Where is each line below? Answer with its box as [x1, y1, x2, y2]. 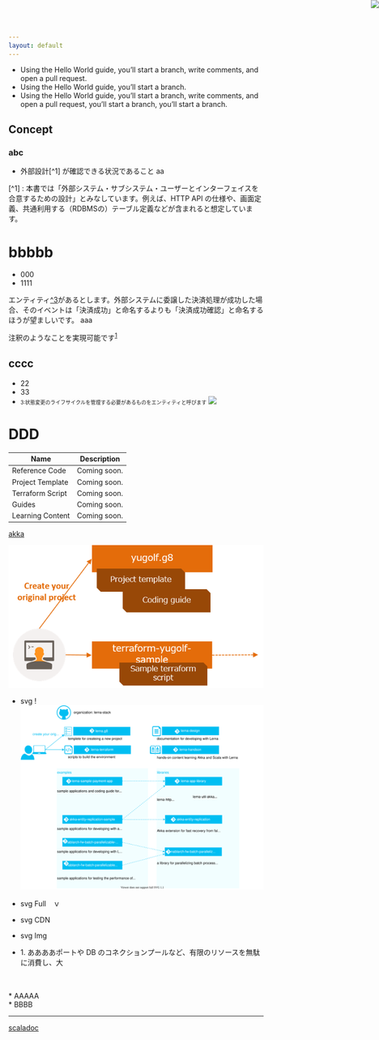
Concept [8, 122, 53, 137]
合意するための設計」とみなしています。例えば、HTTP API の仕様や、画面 [8, 194, 255, 203]
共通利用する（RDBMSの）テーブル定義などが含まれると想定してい [22, 203, 246, 214]
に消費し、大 [19, 957, 63, 967]
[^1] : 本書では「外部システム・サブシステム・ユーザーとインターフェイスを [8, 183, 259, 194]
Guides [11, 499, 36, 510]
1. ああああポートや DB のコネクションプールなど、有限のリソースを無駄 [19, 947, 261, 957]
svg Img [19, 931, 47, 940]
